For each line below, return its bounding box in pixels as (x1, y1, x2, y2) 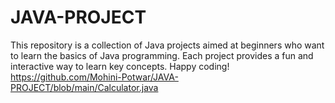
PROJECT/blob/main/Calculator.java (10, 81, 159, 93)
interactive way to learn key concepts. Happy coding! (10, 60, 230, 72)
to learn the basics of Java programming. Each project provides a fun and (10, 49, 314, 61)
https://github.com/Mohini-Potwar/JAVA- (10, 71, 179, 83)
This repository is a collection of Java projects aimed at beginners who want (10, 39, 325, 51)
